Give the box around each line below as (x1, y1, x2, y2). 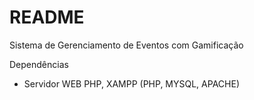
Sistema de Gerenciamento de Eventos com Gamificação (9, 39, 244, 51)
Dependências (9, 58, 69, 70)
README (9, 6, 85, 29)
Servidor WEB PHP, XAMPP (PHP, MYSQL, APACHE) (23, 77, 240, 90)
